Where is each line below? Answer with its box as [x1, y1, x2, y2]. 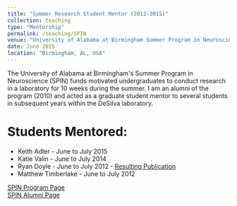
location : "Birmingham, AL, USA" [7, 50, 106, 57]
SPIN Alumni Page [7, 190, 60, 199]
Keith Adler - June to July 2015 [17, 147, 108, 155]
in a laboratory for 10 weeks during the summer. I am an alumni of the [7, 84, 209, 92]
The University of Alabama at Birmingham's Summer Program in [7, 68, 193, 78]
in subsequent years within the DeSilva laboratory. [7, 99, 154, 107]
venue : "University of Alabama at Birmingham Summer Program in [7, 37, 200, 44]
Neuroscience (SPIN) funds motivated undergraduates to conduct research [7, 76, 226, 85]
